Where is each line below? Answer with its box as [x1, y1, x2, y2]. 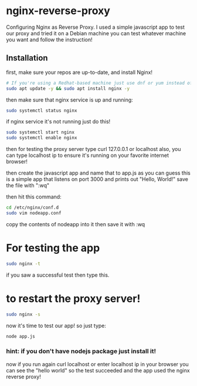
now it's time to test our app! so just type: [6, 322, 107, 329]
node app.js [6, 333, 35, 339]
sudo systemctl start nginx [6, 129, 75, 136]
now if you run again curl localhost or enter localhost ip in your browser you [6, 360, 189, 368]
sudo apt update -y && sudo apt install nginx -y [6, 85, 130, 92]
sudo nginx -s [6, 311, 41, 317]
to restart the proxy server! [6, 292, 141, 305]
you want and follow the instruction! [6, 36, 93, 43]
